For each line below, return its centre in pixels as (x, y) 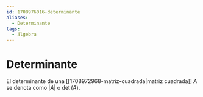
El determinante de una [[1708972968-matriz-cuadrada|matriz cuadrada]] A (102, 81)
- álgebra (24, 35)
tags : (13, 29)
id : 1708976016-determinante (43, 12)
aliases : (17, 18)
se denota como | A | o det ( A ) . (43, 88)
